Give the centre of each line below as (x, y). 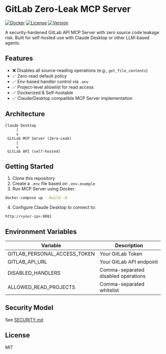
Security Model (29, 308)
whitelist (109, 290)
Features (19, 59)
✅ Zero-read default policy (40, 76)
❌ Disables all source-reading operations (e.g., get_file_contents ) (80, 70)
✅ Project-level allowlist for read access (53, 87)
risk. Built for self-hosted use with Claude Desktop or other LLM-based (77, 38)
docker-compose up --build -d (36, 198)
